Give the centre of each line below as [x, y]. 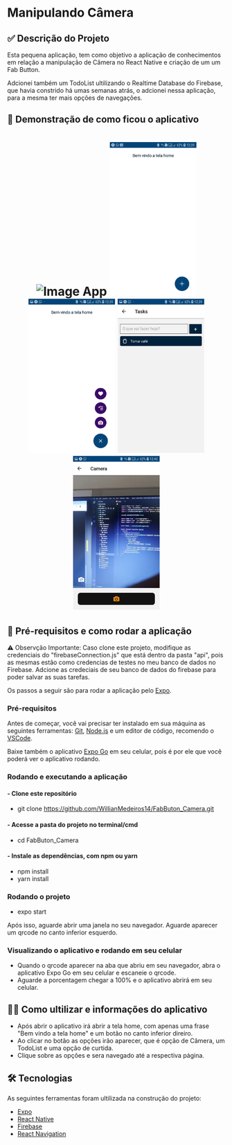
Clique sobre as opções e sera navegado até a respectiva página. [110, 1056]
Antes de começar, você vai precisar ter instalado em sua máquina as [106, 724]
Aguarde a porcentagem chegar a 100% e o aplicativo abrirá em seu [115, 980]
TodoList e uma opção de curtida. [65, 1048]
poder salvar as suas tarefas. [48, 677]
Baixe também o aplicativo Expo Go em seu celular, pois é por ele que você [115, 752]
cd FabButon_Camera [48, 840]
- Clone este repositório [42, 793]
